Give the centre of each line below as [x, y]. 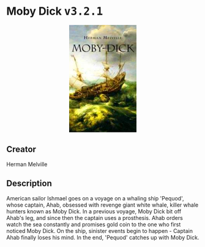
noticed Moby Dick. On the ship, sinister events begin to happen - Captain [99, 230]
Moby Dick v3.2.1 [55, 11]
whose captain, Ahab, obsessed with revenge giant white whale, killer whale [102, 205]
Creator [21, 149]
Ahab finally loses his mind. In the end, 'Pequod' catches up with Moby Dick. [103, 237]
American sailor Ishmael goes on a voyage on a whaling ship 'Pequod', [95, 198]
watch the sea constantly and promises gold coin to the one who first [94, 224]
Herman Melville [27, 164]
